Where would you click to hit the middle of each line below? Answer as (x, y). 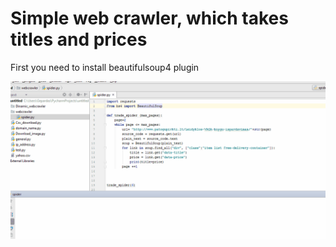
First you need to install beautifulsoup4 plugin (105, 67)
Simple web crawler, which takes (149, 18)
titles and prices (79, 39)
